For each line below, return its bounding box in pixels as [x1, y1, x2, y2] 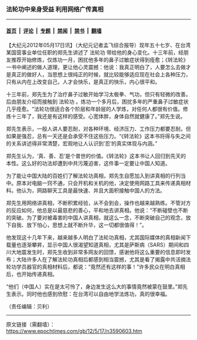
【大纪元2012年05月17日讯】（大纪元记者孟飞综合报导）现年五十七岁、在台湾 [6, 41, 191, 48]
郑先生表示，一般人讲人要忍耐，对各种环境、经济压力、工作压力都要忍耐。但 [6, 125, 191, 132]
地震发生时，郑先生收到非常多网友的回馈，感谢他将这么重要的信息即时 [16, 248, 186, 255]
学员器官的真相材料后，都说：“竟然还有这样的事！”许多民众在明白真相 [16, 263, 186, 270]
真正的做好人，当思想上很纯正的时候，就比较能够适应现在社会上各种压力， [11, 70, 191, 78]
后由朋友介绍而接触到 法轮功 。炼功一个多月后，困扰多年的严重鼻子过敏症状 [6, 98, 189, 105]
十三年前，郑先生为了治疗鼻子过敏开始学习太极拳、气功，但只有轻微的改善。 [6, 90, 191, 97]
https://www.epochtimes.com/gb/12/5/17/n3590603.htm [6, 327, 142, 334]
